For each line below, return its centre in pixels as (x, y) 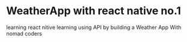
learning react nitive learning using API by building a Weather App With (94, 27)
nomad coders (24, 33)
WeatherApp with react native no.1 (94, 11)
